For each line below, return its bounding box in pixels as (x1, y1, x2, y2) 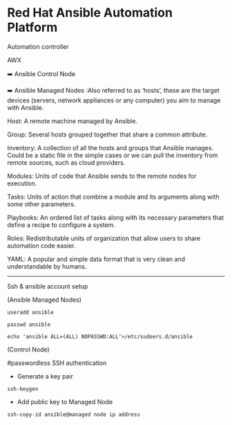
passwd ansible (7, 320, 51, 328)
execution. (7, 179, 37, 188)
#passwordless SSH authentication (7, 359, 107, 367)
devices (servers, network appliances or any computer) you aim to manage (7, 96, 221, 105)
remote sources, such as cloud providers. (7, 158, 126, 167)
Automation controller (7, 42, 69, 51)
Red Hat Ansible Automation (7, 5, 173, 21)
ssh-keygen (7, 386, 39, 392)
